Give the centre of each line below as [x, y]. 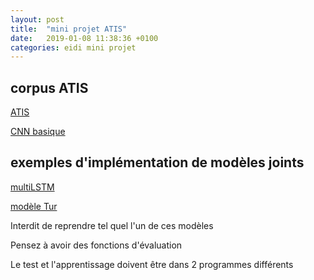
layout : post [37, 19]
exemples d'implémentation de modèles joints [157, 162]
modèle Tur [34, 206]
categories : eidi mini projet [73, 47]
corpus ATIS [49, 87]
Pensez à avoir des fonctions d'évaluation [96, 245]
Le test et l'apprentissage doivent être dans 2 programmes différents [152, 264]
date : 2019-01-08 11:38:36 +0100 [84, 38]
